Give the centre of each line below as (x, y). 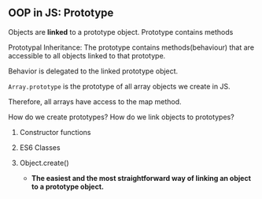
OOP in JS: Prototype (61, 13)
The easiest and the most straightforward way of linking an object (141, 178)
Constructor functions (55, 132)
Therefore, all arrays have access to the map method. (95, 101)
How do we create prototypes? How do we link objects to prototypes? (121, 117)
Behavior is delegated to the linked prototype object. (93, 71)
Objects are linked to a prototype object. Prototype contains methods (121, 32)
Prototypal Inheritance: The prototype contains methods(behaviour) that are (131, 47)
